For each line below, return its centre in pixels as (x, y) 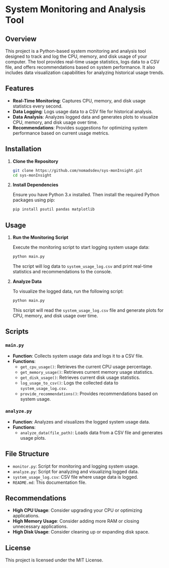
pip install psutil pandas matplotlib (54, 209)
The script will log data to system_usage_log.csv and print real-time (82, 266)
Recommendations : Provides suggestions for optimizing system (80, 127)
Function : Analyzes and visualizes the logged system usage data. (81, 421)
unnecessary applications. (40, 526)
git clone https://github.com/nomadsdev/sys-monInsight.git (77, 170)
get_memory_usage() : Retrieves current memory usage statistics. (87, 372)
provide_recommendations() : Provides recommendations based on (89, 394)
